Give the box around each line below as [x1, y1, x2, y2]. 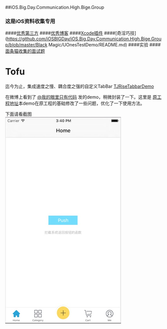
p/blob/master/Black [5, 42, 48, 48]
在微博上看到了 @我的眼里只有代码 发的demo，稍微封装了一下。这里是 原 [5, 94, 157, 100]
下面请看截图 [5, 111, 32, 117]
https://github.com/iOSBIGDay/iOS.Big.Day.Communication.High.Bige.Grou [7, 36, 162, 42]
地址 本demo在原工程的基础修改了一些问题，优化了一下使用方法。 [9, 100, 145, 106]
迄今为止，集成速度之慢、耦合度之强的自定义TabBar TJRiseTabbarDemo [5, 83, 154, 90]
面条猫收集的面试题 [5, 48, 45, 54]
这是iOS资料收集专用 [5, 18, 55, 25]
